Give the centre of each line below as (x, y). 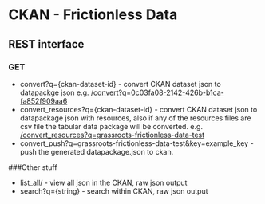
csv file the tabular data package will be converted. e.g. (111, 126)
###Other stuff (33, 167)
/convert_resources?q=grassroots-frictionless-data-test (112, 135)
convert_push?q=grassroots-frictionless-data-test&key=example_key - (136, 143)
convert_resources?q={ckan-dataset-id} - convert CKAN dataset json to (138, 109)
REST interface (46, 44)
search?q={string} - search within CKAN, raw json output (114, 191)
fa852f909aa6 (44, 100)
